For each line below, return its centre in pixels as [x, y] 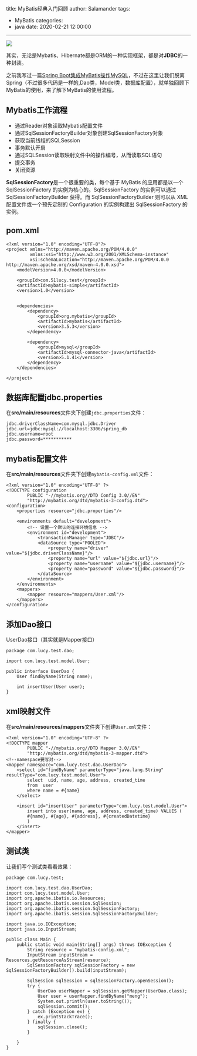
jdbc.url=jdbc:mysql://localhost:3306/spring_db [67, 429]
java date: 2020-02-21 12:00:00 [53, 26]
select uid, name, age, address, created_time [86, 780]
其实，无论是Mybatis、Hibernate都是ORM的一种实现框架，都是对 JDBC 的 [94, 55]
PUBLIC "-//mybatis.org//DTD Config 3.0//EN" [84, 496]
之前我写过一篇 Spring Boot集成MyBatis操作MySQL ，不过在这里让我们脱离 [95, 75]
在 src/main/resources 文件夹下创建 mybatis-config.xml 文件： [80, 474]
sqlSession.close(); [62, 1027]
